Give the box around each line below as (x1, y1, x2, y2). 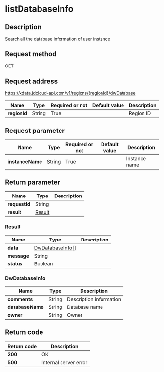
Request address (5, 77, 58, 86)
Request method (5, 50, 57, 58)
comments (7, 296, 33, 303)
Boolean (34, 260, 53, 267)
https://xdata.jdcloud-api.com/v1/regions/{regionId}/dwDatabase (5, 90, 136, 96)
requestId (7, 201, 31, 208)
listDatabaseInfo (5, 3, 74, 15)
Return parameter (5, 178, 60, 186)
